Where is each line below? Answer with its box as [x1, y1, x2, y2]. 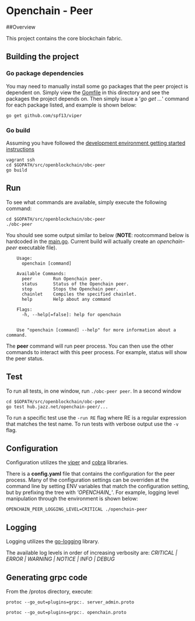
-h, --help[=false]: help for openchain [21, 311, 121, 317]
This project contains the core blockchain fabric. [6, 35, 123, 42]
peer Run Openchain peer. [21, 276, 103, 282]
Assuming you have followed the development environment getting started [6, 139, 186, 146]
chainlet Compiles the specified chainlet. [21, 291, 137, 297]
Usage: [16, 255, 33, 261]
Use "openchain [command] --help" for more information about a [16, 327, 176, 333]
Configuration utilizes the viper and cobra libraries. [6, 459, 128, 466]
